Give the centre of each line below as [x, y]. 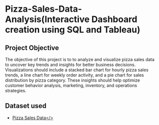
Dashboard [114, 19]
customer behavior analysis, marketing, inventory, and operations [71, 85]
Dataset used [26, 106]
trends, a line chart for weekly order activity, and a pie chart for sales [75, 75]
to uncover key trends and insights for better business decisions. [70, 65]
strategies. [16, 91]
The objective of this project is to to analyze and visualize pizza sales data [80, 59]
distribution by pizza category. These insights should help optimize [73, 80]
